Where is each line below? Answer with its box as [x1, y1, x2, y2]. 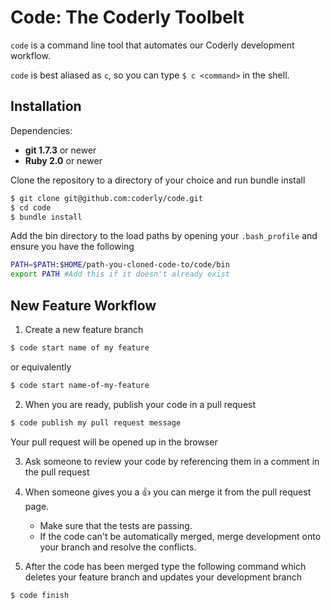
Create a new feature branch [24, 323, 144, 335]
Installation [10, 98, 82, 115]
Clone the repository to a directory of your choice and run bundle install [10, 174, 306, 186]
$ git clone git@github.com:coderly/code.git [10, 193, 203, 203]
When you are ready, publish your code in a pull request [24, 398, 257, 410]
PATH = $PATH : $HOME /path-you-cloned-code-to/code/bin [10, 260, 230, 270]
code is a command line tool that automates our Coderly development [10, 39, 295, 51]
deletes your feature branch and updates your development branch [24, 571, 302, 583]
